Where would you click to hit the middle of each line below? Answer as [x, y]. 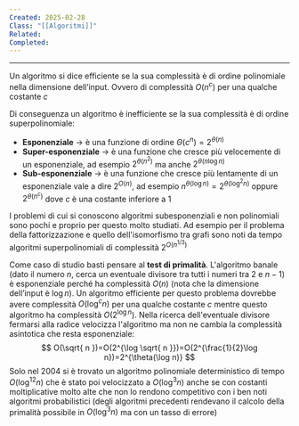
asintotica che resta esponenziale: [72, 334]
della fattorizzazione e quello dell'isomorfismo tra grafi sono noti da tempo [146, 235]
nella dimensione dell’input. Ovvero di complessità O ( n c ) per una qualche [143, 86]
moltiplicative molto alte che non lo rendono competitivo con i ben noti [138, 391]
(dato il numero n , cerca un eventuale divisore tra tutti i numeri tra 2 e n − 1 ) [147, 274]
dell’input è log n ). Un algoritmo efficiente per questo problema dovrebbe [143, 293]
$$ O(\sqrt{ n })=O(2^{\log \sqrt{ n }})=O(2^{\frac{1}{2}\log [149, 348]
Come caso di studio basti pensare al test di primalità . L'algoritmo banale [144, 265]
